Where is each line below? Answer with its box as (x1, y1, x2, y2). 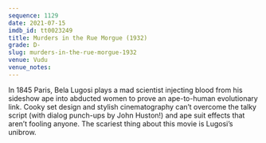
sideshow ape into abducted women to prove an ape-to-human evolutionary (8, 93, 259, 103)
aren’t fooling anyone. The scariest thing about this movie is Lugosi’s (8, 118, 233, 128)
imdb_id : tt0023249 (8, 26, 73, 34)
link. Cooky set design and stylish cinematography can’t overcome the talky (8, 102, 257, 111)
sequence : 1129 (8, 11, 59, 20)
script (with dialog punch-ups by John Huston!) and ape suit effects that (8, 110, 245, 120)
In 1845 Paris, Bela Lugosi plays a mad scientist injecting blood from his (8, 85, 243, 95)
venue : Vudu (8, 56, 48, 64)
